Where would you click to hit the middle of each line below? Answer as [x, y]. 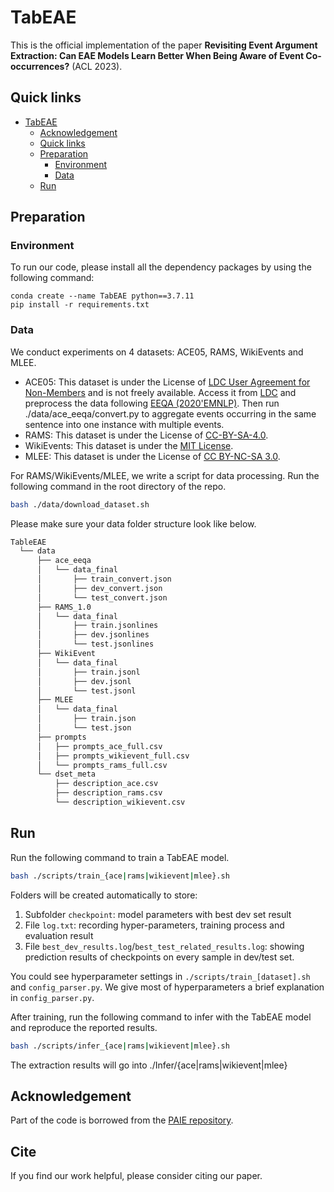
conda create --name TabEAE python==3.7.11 [102, 296]
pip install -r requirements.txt [80, 305]
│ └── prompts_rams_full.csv [102, 765]
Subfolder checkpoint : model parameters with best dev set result [158, 914]
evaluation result [59, 935]
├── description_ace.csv [106, 784]
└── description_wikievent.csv [120, 802]
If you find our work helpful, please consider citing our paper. [136, 1176]
